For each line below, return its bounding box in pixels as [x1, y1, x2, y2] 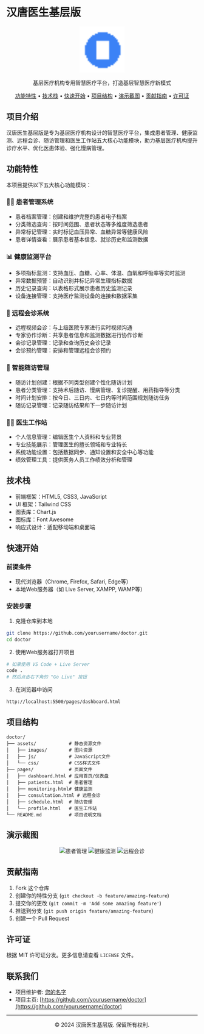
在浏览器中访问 [15, 686, 53, 693]
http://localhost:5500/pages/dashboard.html [6, 699, 121, 705]
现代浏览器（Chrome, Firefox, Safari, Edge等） [15, 577, 132, 585]
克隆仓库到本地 [15, 617, 53, 624]
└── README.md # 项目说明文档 [6, 812, 102, 818]
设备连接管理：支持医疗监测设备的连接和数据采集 [15, 292, 138, 299]
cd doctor [6, 636, 32, 643]
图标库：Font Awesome [15, 516, 74, 523]
